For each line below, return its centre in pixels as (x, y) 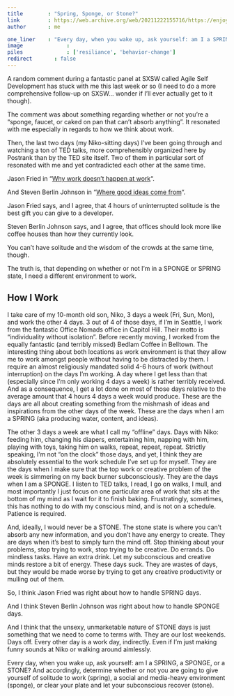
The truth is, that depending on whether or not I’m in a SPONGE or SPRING (114, 268)
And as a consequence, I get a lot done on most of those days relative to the (117, 389)
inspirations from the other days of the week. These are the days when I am (116, 411)
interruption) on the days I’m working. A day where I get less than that (107, 373)
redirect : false (42, 59)
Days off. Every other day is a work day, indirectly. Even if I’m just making (112, 642)
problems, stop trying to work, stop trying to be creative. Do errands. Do (111, 549)
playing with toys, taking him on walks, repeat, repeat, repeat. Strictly (107, 447)
